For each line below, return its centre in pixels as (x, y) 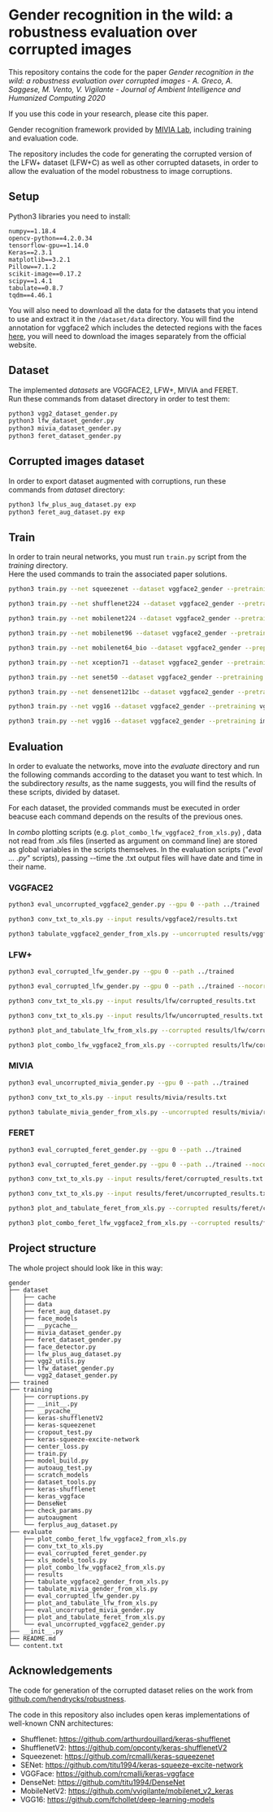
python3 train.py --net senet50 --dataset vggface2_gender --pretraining (136, 677)
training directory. (38, 566)
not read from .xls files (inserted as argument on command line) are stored (133, 841)
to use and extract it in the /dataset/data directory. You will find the (121, 319)
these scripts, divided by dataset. (64, 792)
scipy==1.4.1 (30, 281)
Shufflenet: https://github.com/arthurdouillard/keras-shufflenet (125, 1739)
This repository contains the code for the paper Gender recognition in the (131, 72)
